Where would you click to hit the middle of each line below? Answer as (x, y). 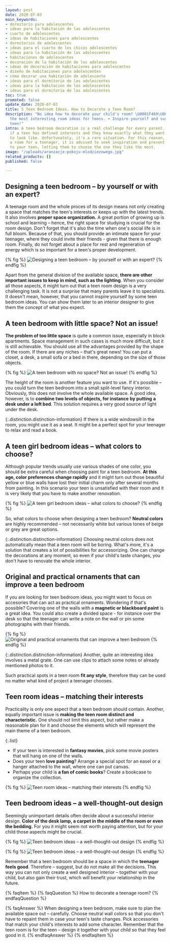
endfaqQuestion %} (26, 898)
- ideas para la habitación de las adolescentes (58, 29)
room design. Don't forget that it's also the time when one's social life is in (83, 228)
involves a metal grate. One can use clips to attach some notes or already (82, 660)
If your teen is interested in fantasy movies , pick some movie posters (85, 750)
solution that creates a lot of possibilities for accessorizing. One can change (85, 550)
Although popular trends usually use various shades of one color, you (78, 467)
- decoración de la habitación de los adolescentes (61, 62)
